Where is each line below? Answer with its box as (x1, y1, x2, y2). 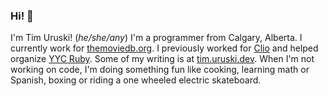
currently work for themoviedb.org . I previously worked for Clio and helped (10, 42, 319, 54)
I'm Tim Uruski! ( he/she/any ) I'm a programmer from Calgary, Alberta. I (10, 32, 303, 44)
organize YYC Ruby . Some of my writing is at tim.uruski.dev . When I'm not (10, 53, 315, 65)
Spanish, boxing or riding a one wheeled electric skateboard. (10, 74, 262, 86)
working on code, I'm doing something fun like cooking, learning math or (10, 64, 310, 76)
